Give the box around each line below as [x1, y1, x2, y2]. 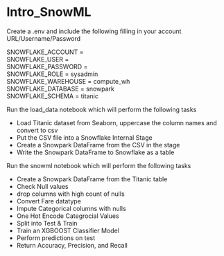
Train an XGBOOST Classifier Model [16, 226, 119, 235]
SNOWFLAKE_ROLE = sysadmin [6, 70, 98, 78]
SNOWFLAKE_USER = [6, 55, 69, 63]
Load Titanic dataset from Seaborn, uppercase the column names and [16, 118, 218, 127]
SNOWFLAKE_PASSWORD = [6, 62, 88, 71]
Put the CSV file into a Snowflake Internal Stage [16, 133, 153, 142]
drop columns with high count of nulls [16, 190, 126, 198]
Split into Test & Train [16, 219, 78, 227]
